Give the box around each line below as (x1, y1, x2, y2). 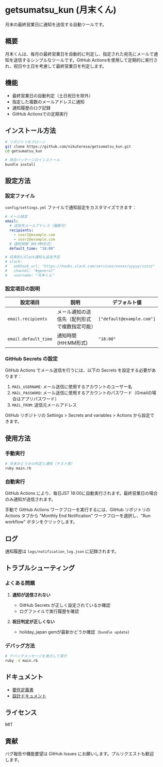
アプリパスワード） (20, 396, 59, 402)
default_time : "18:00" (9, 246, 55, 251)
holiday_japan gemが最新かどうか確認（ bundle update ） (19, 629, 132, 635)
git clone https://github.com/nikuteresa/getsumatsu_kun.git (5, 144, 131, 149)
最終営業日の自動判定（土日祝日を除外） (12, 93, 93, 98)
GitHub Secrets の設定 (5, 355, 58, 362)
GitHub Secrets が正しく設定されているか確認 (19, 602, 111, 608)
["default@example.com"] (98, 316, 156, 322)
